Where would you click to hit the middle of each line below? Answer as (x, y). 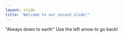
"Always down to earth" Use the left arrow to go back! (62, 29)
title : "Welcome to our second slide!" (48, 15)
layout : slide (20, 10)
